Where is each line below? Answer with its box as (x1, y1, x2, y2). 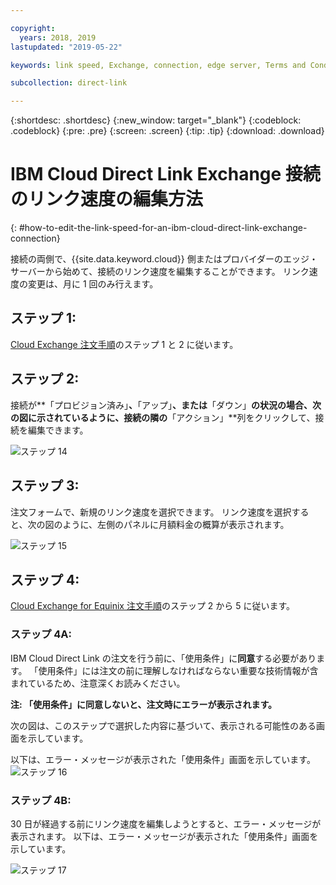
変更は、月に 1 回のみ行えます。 (27, 278, 159, 290)
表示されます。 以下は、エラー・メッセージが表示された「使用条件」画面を (10, 830, 319, 842)
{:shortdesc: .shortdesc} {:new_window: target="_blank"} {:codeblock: (10, 114, 302, 126)
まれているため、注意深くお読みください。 (10, 677, 186, 689)
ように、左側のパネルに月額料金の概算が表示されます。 (62, 518, 290, 530)
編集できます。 (27, 424, 89, 436)
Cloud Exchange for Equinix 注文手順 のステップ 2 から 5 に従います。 (10, 600, 296, 612)
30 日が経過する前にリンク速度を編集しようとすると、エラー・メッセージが (10, 817, 322, 830)
